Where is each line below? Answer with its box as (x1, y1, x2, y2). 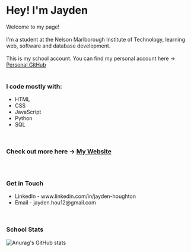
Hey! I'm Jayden (6, 4, 88, 17)
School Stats (6, 225, 44, 234)
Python (14, 115, 33, 122)
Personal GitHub (6, 61, 46, 68)
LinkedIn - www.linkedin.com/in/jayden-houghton (14, 193, 136, 200)
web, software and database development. (6, 42, 111, 49)
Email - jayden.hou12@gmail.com (14, 199, 96, 206)
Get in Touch (6, 179, 44, 187)
